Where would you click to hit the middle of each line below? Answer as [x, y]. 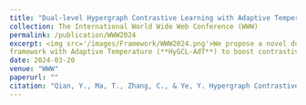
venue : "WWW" [34, 69]
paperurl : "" [34, 78]
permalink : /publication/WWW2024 [73, 35]
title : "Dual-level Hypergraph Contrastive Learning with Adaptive [140, 18]
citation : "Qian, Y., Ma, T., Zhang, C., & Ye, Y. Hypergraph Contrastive [154, 86]
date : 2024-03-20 [42, 60]
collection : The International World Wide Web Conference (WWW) [134, 26]
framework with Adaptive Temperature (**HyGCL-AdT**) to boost [132, 52]
